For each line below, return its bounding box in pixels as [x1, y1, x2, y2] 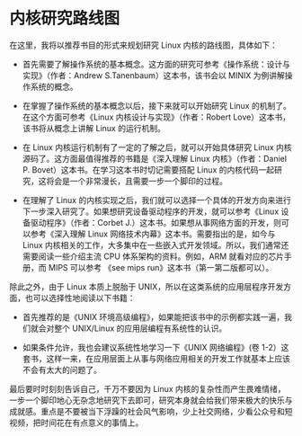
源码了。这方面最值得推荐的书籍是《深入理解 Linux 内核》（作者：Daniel [22, 153, 288, 164]
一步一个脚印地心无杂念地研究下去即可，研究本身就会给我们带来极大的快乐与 [9, 395, 293, 405]
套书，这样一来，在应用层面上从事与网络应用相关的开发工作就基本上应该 [22, 352, 290, 364]
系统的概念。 [30, 81, 78, 92]
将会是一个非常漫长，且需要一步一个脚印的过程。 [46, 175, 227, 186]
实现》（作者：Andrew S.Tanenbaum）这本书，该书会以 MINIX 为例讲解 [22, 69, 286, 81]
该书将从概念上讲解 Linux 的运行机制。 [22, 122, 166, 133]
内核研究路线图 [9, 8, 120, 29]
